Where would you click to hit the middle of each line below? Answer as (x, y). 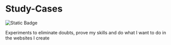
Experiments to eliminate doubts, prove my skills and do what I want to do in (86, 32)
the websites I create (27, 38)
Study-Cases (34, 9)
